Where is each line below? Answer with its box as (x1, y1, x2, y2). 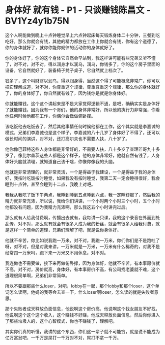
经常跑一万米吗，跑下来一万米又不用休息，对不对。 (5, 249, 109, 255)
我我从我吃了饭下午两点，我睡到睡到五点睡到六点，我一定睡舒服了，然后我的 (5, 192, 160, 198)
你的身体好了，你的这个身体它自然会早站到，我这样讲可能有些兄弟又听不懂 (5, 55, 156, 61)
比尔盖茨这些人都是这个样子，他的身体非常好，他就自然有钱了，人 (22, 152, 156, 158)
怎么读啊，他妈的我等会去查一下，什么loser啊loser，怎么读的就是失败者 (9, 289, 155, 295)
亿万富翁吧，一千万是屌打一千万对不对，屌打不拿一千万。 (5, 335, 121, 341)
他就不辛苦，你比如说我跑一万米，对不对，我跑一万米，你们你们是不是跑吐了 (5, 237, 160, 243)
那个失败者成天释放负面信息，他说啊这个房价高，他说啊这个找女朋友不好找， (5, 306, 160, 311)
